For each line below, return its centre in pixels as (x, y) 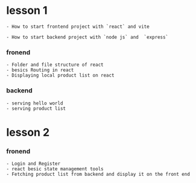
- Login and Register (33, 164)
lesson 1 (27, 11)
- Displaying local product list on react (60, 75)
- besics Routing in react (40, 70)
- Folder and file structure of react (55, 65)
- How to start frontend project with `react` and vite (78, 27)
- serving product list (36, 108)
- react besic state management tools (55, 169)
